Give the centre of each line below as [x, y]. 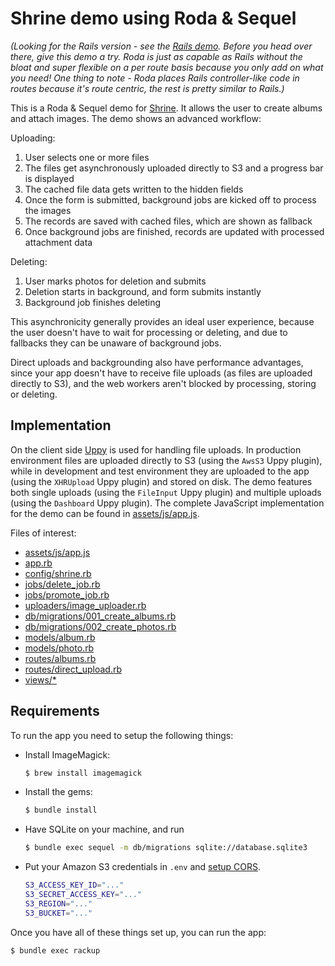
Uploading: [33, 138]
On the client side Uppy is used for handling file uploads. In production [156, 449]
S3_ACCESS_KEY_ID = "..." [74, 885]
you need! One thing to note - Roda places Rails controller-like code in [155, 78]
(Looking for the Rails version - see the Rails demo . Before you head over [161, 46]
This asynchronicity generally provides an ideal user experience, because [162, 321]
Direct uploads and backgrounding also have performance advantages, [157, 362]
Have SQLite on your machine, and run [104, 829]
